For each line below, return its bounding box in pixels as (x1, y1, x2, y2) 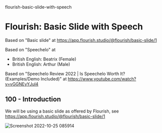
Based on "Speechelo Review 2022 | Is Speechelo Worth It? (5, 71, 125, 76)
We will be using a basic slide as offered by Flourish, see (5, 108, 119, 114)
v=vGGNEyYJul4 (5, 81, 39, 87)
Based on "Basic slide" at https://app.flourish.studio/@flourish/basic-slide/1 (5, 37, 157, 43)
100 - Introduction (5, 95, 61, 104)
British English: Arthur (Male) (12, 61, 70, 67)
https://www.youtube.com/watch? (67, 76, 137, 82)
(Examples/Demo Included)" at (5, 76, 67, 82)
